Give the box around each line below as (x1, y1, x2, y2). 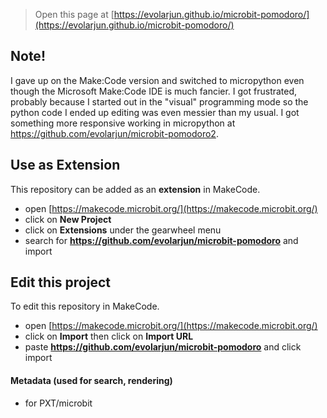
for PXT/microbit (24, 397, 93, 409)
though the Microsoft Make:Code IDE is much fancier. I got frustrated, (10, 85, 298, 97)
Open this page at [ (34, 9, 115, 20)
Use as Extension (10, 157, 121, 174)
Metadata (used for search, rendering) (10, 375, 173, 387)
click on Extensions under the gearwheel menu (24, 224, 222, 236)
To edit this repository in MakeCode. (10, 300, 160, 313)
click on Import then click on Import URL (24, 330, 194, 343)
